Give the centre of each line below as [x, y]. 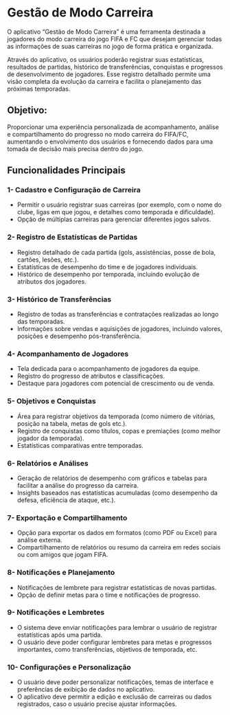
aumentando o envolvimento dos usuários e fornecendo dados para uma [110, 141]
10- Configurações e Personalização [69, 667]
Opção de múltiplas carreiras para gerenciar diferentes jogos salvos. [114, 219]
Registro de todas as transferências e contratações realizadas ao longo [118, 315]
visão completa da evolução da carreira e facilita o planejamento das [104, 81]
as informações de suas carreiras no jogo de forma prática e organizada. [110, 46]
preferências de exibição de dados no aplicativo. [86, 690]
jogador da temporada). [50, 438]
